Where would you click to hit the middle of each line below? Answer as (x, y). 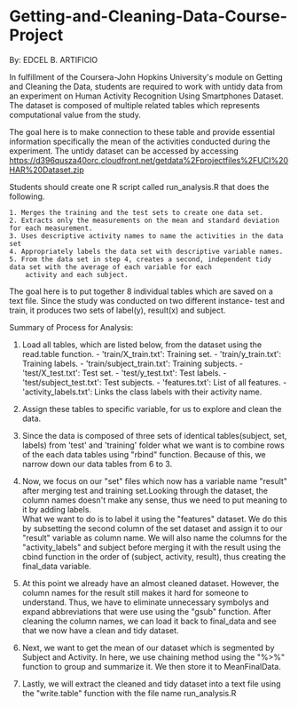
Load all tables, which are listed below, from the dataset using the (142, 345)
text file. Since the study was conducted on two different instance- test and (147, 300)
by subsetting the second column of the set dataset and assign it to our (152, 528)
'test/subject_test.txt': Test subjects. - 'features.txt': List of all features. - (154, 382)
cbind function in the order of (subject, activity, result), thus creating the (154, 556)
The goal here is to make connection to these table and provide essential (142, 131)
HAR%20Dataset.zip (47, 170)
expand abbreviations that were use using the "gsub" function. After (146, 611)
